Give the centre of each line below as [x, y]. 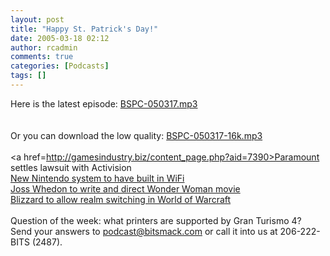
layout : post [37, 19]
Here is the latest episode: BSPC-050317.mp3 [104, 103]
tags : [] [28, 76]
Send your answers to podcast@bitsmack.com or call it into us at [144, 231]
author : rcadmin [44, 47]
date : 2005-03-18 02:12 [60, 38]
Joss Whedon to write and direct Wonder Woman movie [125, 188]
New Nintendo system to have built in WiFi [97, 178]
